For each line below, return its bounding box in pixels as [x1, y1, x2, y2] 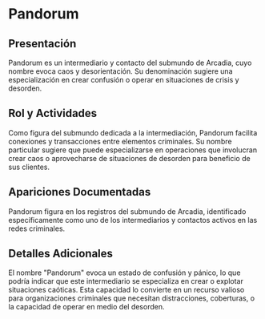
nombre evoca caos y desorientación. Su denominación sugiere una [8, 67, 233, 76]
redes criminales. [8, 224, 66, 233]
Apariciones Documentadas [8, 185, 151, 199]
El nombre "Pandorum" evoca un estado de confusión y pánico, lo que [8, 268, 241, 277]
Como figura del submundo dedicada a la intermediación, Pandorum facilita [8, 127, 258, 137]
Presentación [8, 37, 77, 50]
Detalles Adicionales [8, 247, 114, 260]
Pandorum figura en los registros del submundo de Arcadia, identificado [8, 206, 247, 216]
